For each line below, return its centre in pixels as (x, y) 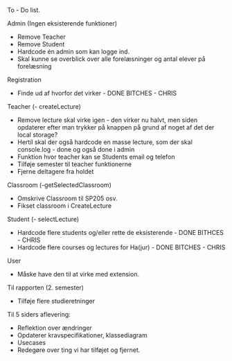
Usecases (32, 343)
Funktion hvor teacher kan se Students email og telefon (96, 157)
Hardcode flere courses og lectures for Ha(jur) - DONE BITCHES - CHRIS (121, 247)
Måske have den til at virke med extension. (78, 274)
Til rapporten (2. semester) (46, 288)
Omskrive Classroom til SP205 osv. (67, 198)
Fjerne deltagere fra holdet (55, 171)
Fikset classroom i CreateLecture (64, 206)
